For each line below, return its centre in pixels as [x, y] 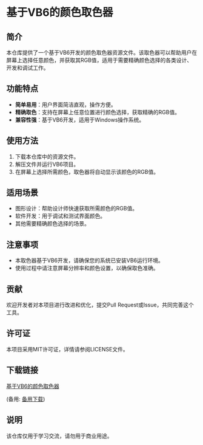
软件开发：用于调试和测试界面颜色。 [60, 216]
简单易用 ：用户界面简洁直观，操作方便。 [65, 105]
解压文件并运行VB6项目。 [47, 164]
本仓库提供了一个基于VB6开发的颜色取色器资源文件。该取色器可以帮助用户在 [102, 53]
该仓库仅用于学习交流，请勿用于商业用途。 [59, 436]
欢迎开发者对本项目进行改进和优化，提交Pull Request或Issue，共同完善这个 [100, 305]
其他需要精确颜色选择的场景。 [52, 224]
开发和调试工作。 [28, 68]
